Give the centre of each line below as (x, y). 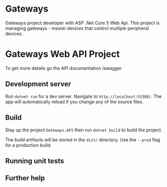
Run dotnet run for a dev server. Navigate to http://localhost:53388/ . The (83, 96)
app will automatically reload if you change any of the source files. (74, 101)
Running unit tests (35, 161)
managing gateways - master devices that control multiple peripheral (77, 28)
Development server (38, 84)
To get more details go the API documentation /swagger (64, 68)
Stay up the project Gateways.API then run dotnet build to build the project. (84, 130)
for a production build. (28, 145)
